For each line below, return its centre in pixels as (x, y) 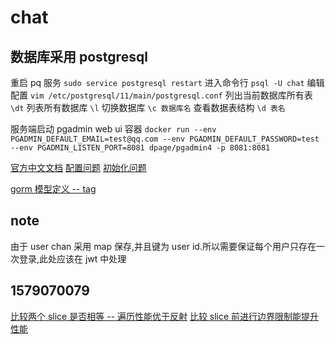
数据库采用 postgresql (79, 56)
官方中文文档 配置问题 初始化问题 (78, 167)
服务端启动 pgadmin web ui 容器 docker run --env (113, 129)
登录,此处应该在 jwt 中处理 (72, 258)
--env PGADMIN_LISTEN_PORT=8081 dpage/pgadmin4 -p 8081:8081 (140, 148)
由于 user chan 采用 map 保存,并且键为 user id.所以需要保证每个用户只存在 (163, 246)
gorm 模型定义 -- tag (53, 189)
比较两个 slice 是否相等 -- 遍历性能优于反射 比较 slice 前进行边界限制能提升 (165, 316)
